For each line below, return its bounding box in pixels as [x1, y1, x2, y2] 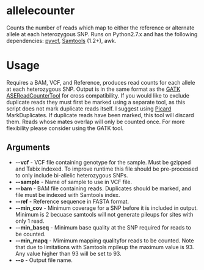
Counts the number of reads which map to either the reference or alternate [6, 24, 195, 31]
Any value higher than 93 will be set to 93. [15, 250, 122, 257]
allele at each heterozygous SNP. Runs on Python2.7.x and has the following [6, 30, 198, 37]
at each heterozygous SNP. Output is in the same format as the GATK [6, 85, 181, 93]
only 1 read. [15, 217, 45, 225]
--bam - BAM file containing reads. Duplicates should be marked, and [15, 185, 191, 192]
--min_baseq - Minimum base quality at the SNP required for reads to [15, 223, 191, 231]
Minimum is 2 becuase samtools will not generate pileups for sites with [15, 210, 194, 218]
